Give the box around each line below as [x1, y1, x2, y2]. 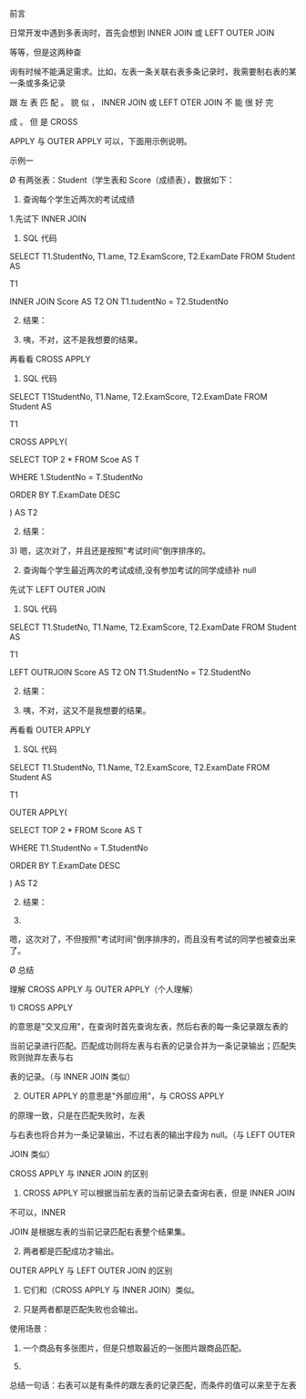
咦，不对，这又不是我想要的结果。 [22, 705, 151, 715]
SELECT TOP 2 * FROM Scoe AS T [9, 454, 140, 465]
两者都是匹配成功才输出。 [22, 1246, 119, 1257]
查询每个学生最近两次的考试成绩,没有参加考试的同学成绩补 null [22, 565, 257, 575]
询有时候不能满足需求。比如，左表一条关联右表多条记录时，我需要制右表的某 [9, 67, 297, 77]
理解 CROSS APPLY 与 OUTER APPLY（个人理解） [9, 984, 199, 995]
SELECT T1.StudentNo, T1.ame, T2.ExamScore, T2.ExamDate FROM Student [9, 251, 296, 262]
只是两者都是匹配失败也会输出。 [22, 1304, 143, 1314]
